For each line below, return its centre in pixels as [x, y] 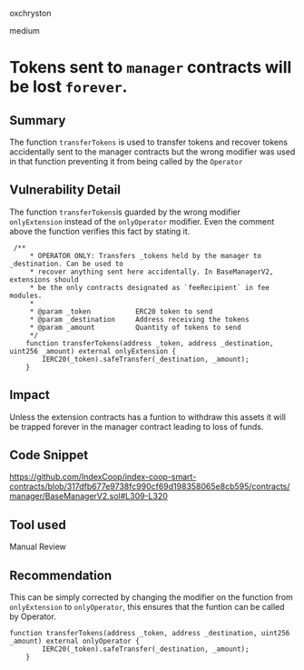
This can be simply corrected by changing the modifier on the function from [151, 597]
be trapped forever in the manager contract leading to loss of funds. [137, 426]
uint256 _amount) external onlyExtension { [93, 351]
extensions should [44, 280]
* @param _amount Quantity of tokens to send [136, 327]
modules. [26, 295]
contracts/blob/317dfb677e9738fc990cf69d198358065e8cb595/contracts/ [150, 486]
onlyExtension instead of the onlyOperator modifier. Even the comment [142, 221]
